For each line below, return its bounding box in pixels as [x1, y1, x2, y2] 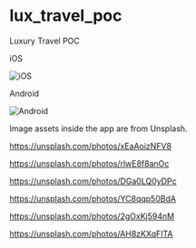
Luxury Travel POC [9, 35, 80, 46]
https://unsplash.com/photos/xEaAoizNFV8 [9, 140, 172, 151]
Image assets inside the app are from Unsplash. [9, 123, 188, 134]
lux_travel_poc [9, 5, 122, 26]
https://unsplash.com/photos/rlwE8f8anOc [9, 157, 170, 168]
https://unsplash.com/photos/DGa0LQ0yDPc [9, 176, 177, 186]
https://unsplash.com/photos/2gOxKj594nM [9, 210, 175, 222]
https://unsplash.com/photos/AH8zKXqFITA [9, 228, 173, 239]
